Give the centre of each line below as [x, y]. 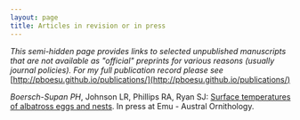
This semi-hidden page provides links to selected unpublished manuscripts [148, 51]
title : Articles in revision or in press [88, 26]
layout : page [34, 17]
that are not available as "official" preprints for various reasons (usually [142, 60]
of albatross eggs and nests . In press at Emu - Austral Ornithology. [132, 106]
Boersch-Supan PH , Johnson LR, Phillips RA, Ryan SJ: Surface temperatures [150, 96]
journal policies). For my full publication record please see [117, 70]
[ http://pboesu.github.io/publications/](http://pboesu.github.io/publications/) [150, 79]
